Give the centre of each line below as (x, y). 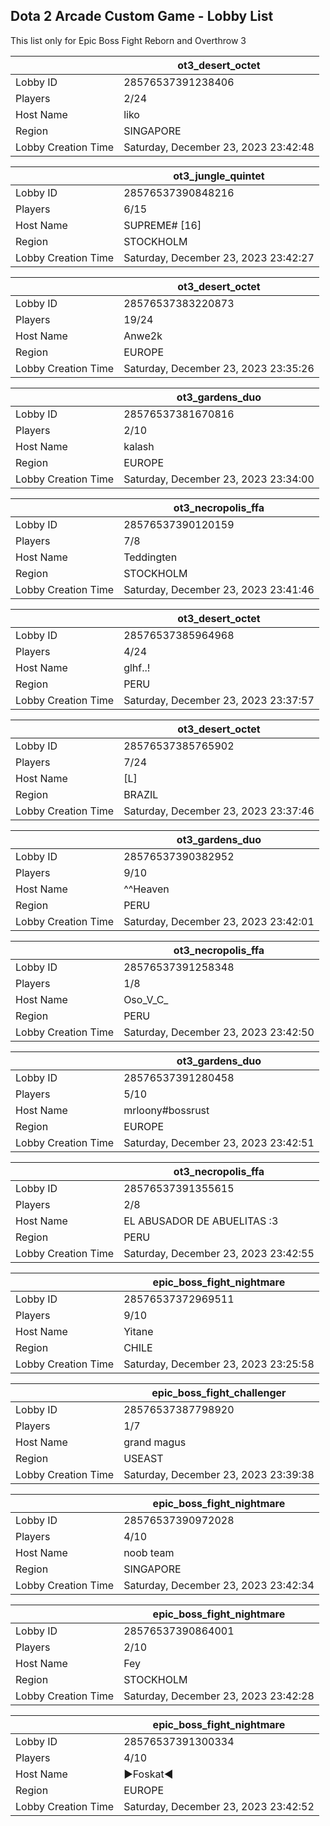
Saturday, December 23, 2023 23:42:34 (219, 1585)
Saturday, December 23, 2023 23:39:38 (219, 1474)
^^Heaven (146, 889)
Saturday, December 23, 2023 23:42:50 (219, 1032)
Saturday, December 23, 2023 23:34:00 (219, 479)
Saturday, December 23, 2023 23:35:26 (219, 368)
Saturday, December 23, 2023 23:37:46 (219, 811)
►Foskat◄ (148, 1774)
